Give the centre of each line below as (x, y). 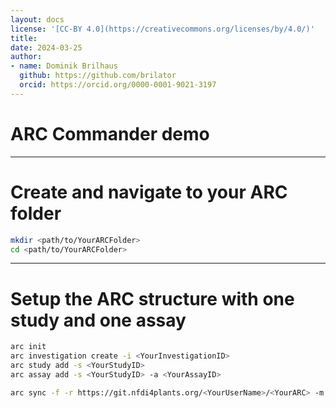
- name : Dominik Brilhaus (64, 66)
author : (26, 57)
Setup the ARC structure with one (152, 298)
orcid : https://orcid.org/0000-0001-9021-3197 (118, 85)
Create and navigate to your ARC (149, 192)
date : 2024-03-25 (46, 47)
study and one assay (98, 320)
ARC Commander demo (110, 133)
